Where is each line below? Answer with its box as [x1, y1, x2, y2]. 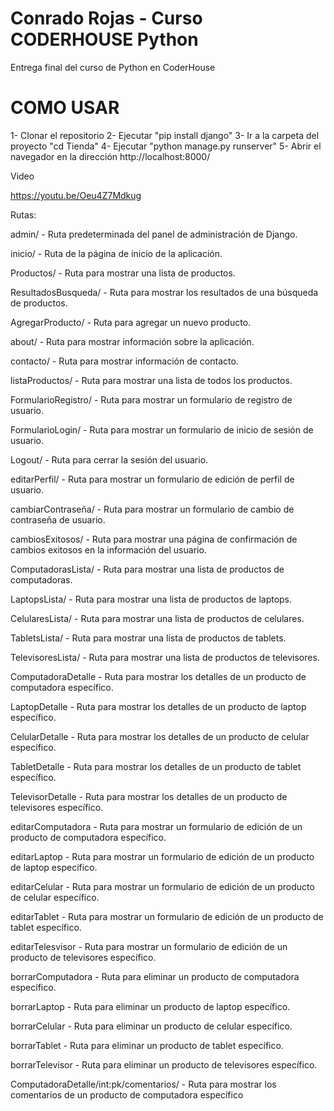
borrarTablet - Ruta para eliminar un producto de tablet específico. [10, 1039, 284, 1051]
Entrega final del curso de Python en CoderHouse [10, 61, 216, 73]
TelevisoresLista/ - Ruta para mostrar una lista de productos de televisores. [10, 651, 320, 663]
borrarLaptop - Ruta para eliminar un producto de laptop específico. [10, 1000, 291, 1012]
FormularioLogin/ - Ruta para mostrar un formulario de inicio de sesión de [10, 423, 314, 436]
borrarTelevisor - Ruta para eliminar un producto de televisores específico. [10, 1058, 318, 1071]
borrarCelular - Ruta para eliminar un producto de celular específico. [10, 1020, 293, 1032]
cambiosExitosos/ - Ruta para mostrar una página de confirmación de [10, 533, 298, 545]
